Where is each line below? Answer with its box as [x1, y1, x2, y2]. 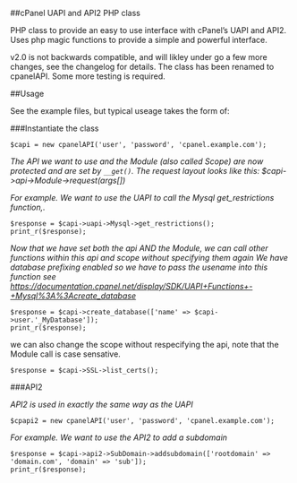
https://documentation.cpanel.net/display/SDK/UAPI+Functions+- [10, 281, 253, 291]
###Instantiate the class [10, 123, 99, 134]
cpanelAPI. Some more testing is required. [10, 71, 165, 82]
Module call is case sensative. [10, 349, 122, 359]
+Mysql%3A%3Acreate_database [10, 290, 137, 301]
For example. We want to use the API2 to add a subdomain [10, 432, 227, 443]
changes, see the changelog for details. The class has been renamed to [10, 62, 275, 72]
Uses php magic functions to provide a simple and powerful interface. [10, 35, 267, 45]
